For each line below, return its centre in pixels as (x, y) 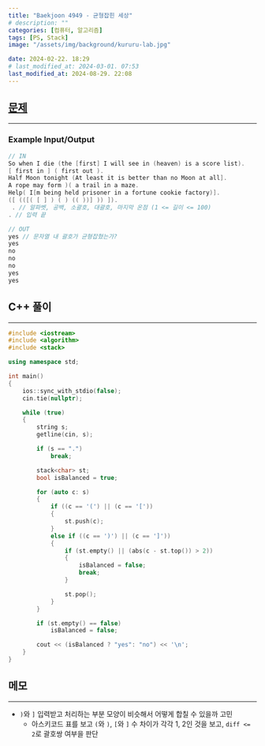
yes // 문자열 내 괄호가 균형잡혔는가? (63, 236)
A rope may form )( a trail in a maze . (74, 186)
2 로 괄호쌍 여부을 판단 (65, 733)
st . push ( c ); (84, 522)
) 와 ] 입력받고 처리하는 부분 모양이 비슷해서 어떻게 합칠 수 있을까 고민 (126, 714)
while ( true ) (44, 412)
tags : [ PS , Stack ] (38, 37)
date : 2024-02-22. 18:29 (49, 59)
